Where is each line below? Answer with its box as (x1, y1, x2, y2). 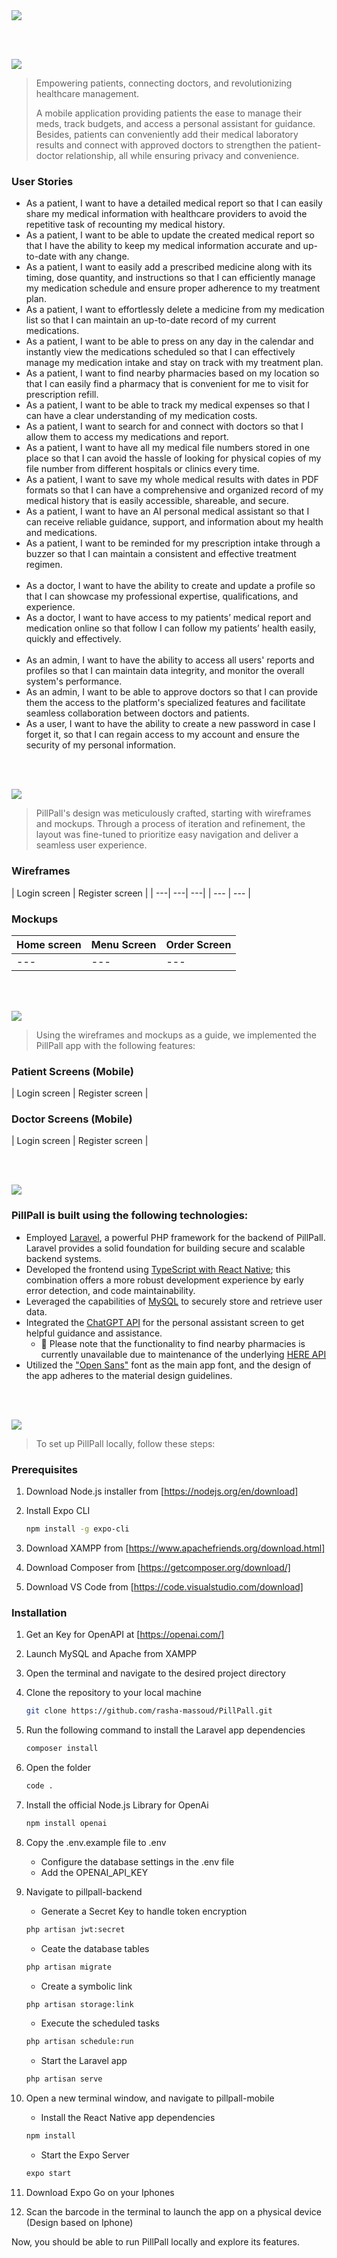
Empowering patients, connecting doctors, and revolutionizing (35, 77, 293, 89)
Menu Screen (90, 937, 157, 951)
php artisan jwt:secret (25, 1924, 126, 1934)
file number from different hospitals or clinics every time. (25, 463, 260, 475)
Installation (11, 1605, 68, 1619)
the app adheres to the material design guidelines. (25, 1369, 233, 1381)
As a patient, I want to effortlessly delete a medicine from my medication (25, 304, 325, 316)
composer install (25, 1744, 99, 1754)
